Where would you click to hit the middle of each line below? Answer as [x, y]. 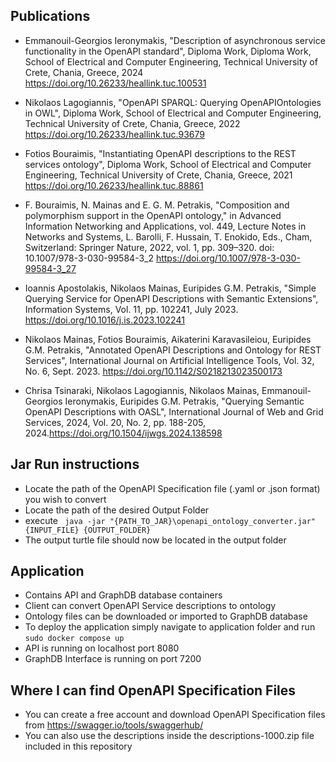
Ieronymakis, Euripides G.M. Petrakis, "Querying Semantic [184, 401]
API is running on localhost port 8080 [102, 648]
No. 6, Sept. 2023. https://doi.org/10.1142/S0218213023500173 [153, 371]
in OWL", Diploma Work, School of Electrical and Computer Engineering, [173, 113]
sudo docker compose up [74, 639]
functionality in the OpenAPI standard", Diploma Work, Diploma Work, [168, 51]
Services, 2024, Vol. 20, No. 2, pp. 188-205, [115, 422]
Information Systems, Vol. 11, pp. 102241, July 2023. [131, 309]
